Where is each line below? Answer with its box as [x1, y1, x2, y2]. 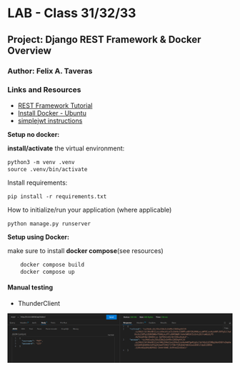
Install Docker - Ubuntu [17, 108, 87, 117]
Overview [7, 44, 52, 56]
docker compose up [20, 268, 75, 275]
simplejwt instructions [17, 116, 83, 125]
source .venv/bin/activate [7, 165, 88, 173]
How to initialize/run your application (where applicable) [7, 205, 172, 214]
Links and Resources [7, 85, 81, 95]
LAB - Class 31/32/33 [7, 5, 136, 21]
